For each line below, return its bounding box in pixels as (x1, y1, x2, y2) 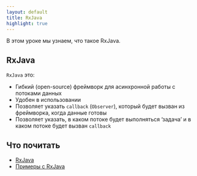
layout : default (6, 9, 48, 15)
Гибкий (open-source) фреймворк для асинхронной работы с (15, 83, 176, 91)
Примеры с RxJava (15, 163, 65, 170)
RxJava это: (6, 71, 35, 78)
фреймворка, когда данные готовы (15, 109, 107, 117)
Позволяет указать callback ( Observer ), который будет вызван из (15, 102, 185, 110)
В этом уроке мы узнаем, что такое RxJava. (6, 37, 121, 45)
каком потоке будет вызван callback (15, 122, 111, 129)
